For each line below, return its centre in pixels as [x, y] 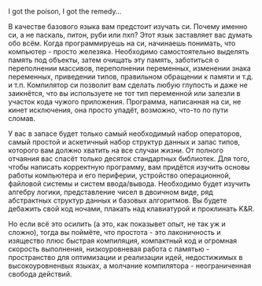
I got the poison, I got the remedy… [65, 11]
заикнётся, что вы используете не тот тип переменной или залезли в [125, 93]
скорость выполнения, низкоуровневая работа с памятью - [109, 249]
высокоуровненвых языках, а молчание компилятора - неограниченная [130, 266]
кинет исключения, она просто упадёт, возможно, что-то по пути [118, 110]
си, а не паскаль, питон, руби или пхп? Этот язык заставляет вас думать [131, 35]
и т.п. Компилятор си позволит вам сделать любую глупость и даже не [128, 85]
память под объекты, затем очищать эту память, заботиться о [114, 60]
